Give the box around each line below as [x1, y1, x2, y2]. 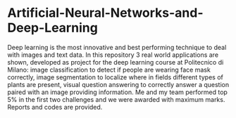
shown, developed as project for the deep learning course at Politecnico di [7, 58, 224, 66]
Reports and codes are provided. [7, 103, 103, 111]
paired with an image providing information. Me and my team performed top [7, 88, 228, 96]
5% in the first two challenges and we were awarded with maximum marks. [7, 95, 225, 103]
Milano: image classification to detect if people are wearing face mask [7, 65, 211, 74]
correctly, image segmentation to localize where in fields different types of [7, 72, 223, 81]
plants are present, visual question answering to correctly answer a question [7, 80, 230, 88]
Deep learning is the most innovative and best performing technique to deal [7, 43, 227, 51]
